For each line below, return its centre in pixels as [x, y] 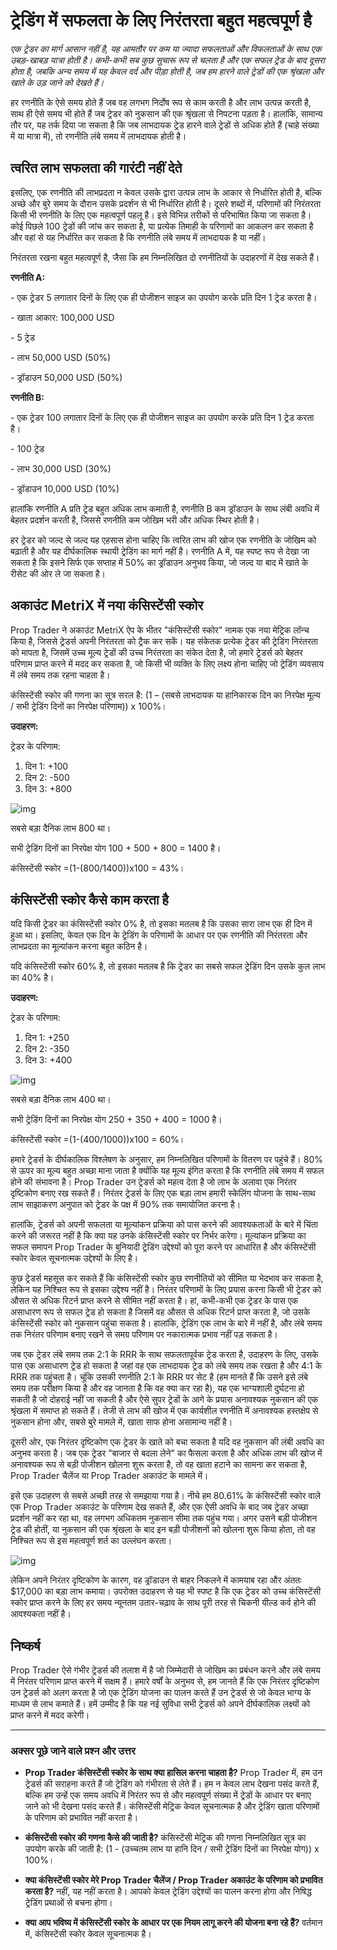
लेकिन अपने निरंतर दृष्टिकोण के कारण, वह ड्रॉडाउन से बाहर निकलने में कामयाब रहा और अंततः [156, 1580]
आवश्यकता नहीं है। [41, 1614]
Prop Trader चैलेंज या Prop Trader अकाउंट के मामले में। [109, 1476]
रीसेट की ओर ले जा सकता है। [58, 573]
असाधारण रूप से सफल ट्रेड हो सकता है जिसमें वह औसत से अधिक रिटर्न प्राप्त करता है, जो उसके [160, 1312]
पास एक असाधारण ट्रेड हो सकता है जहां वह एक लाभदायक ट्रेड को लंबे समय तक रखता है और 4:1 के [166, 1366]
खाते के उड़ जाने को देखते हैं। [57, 82]
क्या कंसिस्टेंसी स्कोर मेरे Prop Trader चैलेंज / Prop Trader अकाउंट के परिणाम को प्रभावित [173, 1880]
